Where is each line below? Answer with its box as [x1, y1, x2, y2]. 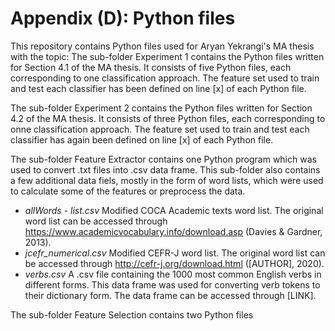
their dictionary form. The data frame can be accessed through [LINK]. [24, 289, 317, 301]
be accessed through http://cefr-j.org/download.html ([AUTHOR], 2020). [24, 257, 325, 269]
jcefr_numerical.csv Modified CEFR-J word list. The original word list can [24, 247, 326, 259]
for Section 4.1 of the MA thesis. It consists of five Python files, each [10, 61, 292, 73]
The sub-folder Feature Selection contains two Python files [10, 308, 254, 321]
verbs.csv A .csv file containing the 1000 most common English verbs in [24, 268, 322, 280]
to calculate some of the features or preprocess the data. [10, 185, 246, 197]
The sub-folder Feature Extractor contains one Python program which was [10, 153, 317, 165]
